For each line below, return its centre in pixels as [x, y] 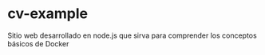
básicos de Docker [38, 43]
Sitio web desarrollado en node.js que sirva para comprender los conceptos [132, 35]
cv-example [48, 14]
